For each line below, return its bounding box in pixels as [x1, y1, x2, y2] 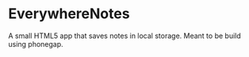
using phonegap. [8, 39, 63, 48]
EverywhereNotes [8, 5, 130, 23]
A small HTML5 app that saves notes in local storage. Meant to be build [8, 31, 242, 40]
